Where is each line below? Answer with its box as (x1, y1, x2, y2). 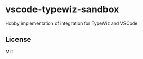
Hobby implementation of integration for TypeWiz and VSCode (5, 20, 138, 26)
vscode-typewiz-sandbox (5, 4, 119, 15)
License (5, 35, 31, 44)
